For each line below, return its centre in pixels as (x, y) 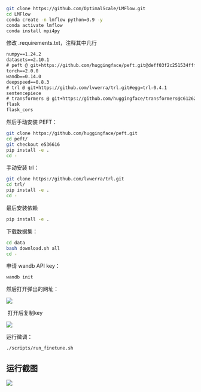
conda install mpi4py (33, 31)
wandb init (20, 277)
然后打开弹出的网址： (32, 289)
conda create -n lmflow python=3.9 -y (54, 20)
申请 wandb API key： (33, 266)
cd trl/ (16, 185)
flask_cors (20, 110)
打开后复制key (25, 313)
